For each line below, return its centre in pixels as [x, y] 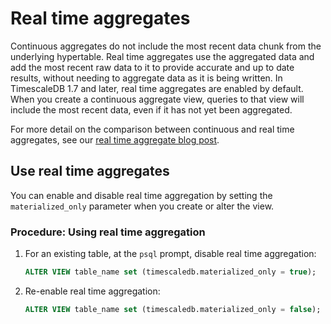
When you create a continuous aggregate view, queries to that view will [157, 99]
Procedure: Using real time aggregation [108, 232]
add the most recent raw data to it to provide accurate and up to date [152, 67]
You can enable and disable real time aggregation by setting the [141, 195]
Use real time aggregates [90, 171]
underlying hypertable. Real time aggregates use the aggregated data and [162, 56]
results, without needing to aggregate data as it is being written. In [146, 78]
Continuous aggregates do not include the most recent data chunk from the [166, 46]
